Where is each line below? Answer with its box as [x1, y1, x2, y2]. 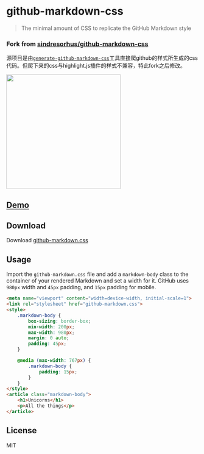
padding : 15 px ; [38, 369, 78, 375]
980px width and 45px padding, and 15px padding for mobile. [6, 284, 157, 291]
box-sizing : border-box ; [28, 318, 91, 324]
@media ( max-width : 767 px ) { [17, 358, 91, 364]
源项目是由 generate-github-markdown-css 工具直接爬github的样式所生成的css [6, 54, 198, 62]
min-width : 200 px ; [28, 323, 75, 330]
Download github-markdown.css [6, 237, 88, 244]
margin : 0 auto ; [28, 335, 69, 341]
